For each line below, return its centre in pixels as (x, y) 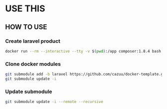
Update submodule (29, 91)
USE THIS (25, 9)
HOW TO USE (26, 27)
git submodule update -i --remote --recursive (54, 102)
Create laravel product (33, 41)
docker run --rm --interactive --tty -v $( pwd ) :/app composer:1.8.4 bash (83, 51)
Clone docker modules (33, 64)
